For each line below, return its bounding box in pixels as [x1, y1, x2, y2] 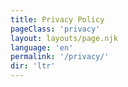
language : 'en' [10, 42, 74, 53]
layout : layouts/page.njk [10, 33, 118, 43]
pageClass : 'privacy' [10, 24, 101, 34]
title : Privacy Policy [10, 14, 105, 25]
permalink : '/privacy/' [10, 52, 110, 62]
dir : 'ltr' [10, 61, 56, 71]
